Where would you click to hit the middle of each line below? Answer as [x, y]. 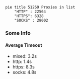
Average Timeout [24, 45]
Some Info [18, 33]
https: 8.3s [24, 67]
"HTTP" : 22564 [30, 12]
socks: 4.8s [24, 72]
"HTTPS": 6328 [29, 16]
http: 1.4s [22, 62]
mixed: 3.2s [24, 56]
